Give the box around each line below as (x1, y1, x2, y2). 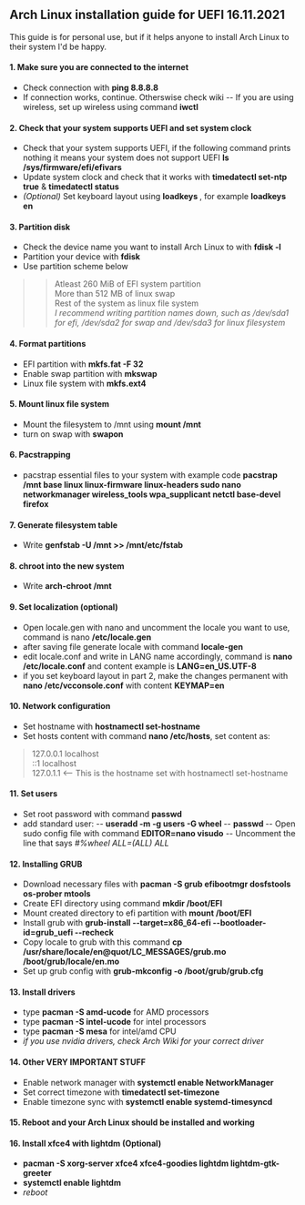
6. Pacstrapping (9, 450, 71, 461)
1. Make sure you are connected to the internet (9, 62, 189, 73)
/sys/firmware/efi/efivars (22, 162, 122, 173)
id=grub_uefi (22, 927, 74, 938)
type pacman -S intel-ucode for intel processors (22, 1017, 207, 1028)
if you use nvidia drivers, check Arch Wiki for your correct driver (22, 1036, 264, 1047)
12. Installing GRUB (9, 858, 83, 869)
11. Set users (9, 788, 58, 799)
